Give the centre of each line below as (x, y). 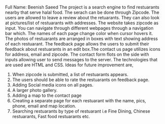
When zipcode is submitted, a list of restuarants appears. (70, 74)
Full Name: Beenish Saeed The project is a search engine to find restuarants (82, 7)
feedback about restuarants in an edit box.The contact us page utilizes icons (83, 49)
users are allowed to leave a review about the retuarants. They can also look (82, 18)
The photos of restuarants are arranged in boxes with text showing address (82, 39)
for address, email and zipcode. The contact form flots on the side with (77, 54)
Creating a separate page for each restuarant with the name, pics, (79, 101)
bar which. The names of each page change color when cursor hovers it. (79, 33)
